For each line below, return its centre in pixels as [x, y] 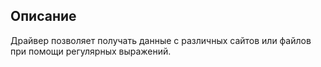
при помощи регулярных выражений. [91, 51]
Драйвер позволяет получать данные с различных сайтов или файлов [161, 40]
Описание [43, 16]
